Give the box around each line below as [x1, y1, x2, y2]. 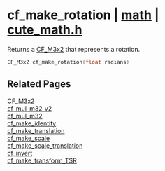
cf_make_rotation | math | [7, 7, 159, 23]
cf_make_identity [7, 119, 57, 128]
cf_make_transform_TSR [7, 156, 77, 165]
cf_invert [7, 149, 33, 157]
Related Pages [7, 78, 71, 90]
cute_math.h [7, 22, 82, 38]
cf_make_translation [7, 126, 65, 135]
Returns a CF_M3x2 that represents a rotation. [7, 45, 141, 53]
